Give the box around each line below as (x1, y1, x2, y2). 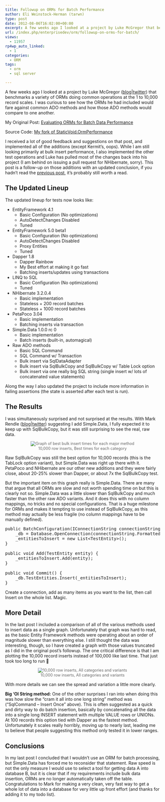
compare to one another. (5, 110, 55, 115)
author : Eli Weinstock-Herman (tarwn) (5, 12, 84, 17)
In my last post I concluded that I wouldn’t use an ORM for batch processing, (5, 755, 160, 761)
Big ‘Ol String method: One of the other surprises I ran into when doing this (5, 691, 158, 697)
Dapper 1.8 (12, 254, 34, 259)
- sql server (9, 71, 36, 76)
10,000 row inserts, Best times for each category (38, 446, 127, 451)
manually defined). (5, 516, 43, 522)
